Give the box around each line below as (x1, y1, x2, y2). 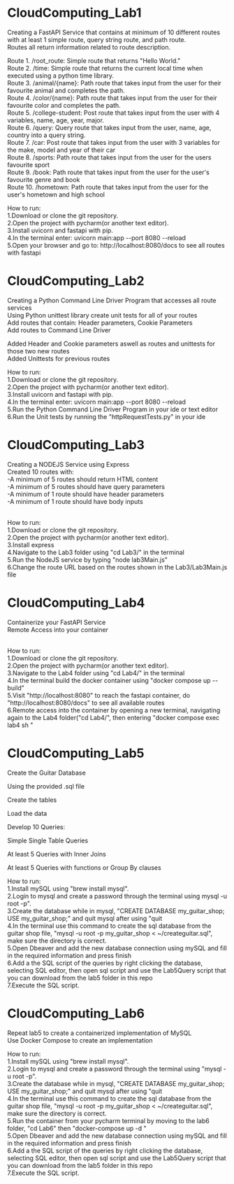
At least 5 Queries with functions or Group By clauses (7, 863, 162, 872)
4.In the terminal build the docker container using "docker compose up (7, 676, 211, 684)
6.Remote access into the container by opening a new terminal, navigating (7, 705, 221, 714)
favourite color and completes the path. (7, 101, 121, 109)
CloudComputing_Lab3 (7, 437, 145, 453)
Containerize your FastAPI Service (7, 618, 106, 626)
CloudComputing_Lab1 (7, 5, 142, 21)
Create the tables (7, 796, 57, 804)
